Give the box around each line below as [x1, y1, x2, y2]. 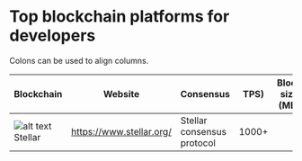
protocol [180, 137, 216, 149]
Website [102, 87, 140, 100]
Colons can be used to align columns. [9, 55, 149, 66]
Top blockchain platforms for [9, 6, 230, 27]
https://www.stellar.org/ [71, 125, 173, 138]
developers [9, 25, 96, 46]
